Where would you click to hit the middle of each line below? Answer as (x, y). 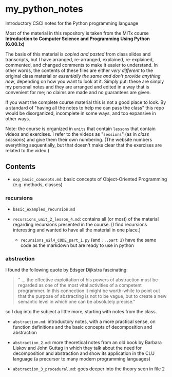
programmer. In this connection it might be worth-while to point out (89, 291)
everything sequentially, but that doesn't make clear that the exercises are (84, 145)
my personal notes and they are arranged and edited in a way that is (78, 87)
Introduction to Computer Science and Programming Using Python (78, 39)
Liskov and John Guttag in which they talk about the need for (77, 348)
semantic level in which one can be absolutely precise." (77, 302)
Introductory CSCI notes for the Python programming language (72, 23)
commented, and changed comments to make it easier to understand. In (82, 65)
